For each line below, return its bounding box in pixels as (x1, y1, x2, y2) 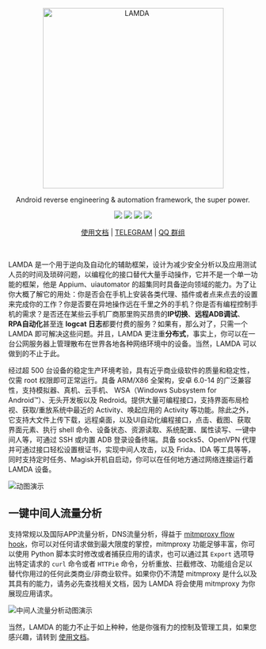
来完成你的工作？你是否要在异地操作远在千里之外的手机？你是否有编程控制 (8, 299, 251, 309)
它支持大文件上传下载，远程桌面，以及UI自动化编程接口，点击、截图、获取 (8, 416, 252, 424)
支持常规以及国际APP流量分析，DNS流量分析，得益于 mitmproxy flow (8, 529, 235, 538)
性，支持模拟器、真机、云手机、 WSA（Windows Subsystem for (8, 385, 218, 395)
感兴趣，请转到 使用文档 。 (8, 632, 93, 641)
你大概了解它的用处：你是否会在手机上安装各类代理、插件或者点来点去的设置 (8, 290, 258, 298)
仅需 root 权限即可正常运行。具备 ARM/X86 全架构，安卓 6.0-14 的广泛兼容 (8, 376, 252, 385)
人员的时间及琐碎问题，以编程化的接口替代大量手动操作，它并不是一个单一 (8, 270, 251, 279)
